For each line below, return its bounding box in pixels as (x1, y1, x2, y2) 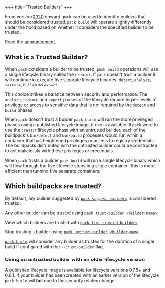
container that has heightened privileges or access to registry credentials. (5, 137, 155, 143)
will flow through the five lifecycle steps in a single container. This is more (5, 162, 155, 169)
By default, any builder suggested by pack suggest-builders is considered (5, 195, 156, 201)
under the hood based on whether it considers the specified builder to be (5, 24, 154, 30)
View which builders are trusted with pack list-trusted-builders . (5, 219, 139, 225)
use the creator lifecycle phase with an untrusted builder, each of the (5, 127, 146, 133)
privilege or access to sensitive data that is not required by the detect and (5, 102, 155, 108)
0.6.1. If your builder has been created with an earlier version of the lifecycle (5, 272, 159, 278)
